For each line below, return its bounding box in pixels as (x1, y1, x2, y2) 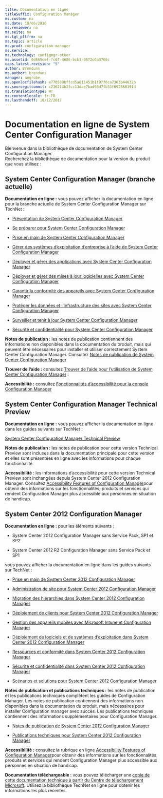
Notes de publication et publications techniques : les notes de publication (5, 687, 156, 693)
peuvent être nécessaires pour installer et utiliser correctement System (5, 346, 147, 352)
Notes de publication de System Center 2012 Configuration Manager (12, 723, 150, 729)
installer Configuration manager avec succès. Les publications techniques (5, 708, 154, 714)
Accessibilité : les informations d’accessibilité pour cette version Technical (5, 470, 156, 476)
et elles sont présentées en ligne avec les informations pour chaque (5, 455, 141, 461)
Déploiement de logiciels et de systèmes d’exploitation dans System (12, 634, 149, 640)
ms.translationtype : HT (5, 89, 54, 94)
